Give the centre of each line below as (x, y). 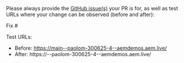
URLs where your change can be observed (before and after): (80, 14)
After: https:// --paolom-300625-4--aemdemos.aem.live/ (83, 54)
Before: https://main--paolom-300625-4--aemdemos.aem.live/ (91, 48)
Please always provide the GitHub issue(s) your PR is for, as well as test (92, 8)
